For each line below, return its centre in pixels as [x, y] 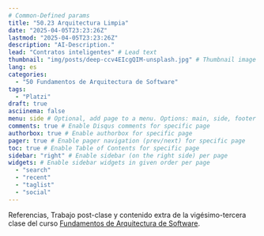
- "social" [33, 192]
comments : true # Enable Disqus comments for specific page [109, 126]
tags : [17, 89]
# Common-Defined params [49, 15]
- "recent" [33, 178]
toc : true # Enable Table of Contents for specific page [104, 148]
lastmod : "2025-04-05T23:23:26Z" [63, 38]
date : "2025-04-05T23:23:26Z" [58, 30]
